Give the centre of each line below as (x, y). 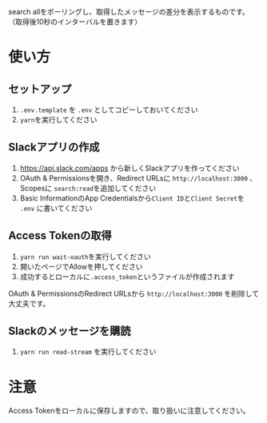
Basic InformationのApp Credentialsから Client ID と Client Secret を (132, 198)
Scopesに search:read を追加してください (88, 188)
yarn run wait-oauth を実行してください (85, 256)
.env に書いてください (56, 208)
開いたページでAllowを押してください (81, 266)
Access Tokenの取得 (60, 235)
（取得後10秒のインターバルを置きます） (75, 22)
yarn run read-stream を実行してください (88, 352)
